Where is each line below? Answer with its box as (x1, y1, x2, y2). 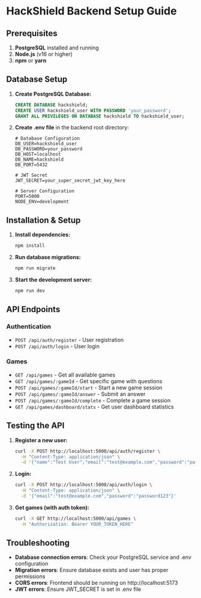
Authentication (6, 322, 51, 331)
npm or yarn (14, 57, 47, 64)
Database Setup (6, 74, 68, 85)
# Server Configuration (14, 188, 75, 194)
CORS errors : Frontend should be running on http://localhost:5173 (14, 579, 178, 587)
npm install (14, 242, 45, 249)
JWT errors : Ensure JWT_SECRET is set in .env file (14, 585, 142, 593)
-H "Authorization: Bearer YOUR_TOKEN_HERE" (20, 521, 134, 527)
